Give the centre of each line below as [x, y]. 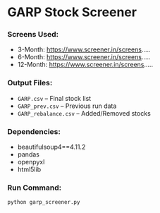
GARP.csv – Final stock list [54, 98]
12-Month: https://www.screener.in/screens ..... [85, 65]
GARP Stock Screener [72, 12]
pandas [29, 154]
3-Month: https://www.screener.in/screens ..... [84, 49]
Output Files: [30, 83]
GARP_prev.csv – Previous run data [67, 106]
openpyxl [31, 162]
